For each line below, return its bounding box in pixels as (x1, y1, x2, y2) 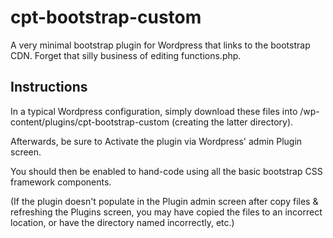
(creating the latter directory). (171, 116, 294, 128)
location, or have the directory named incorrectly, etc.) (10, 216, 235, 228)
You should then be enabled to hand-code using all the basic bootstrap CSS (10, 165, 323, 177)
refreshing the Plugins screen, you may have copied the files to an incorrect (10, 206, 323, 218)
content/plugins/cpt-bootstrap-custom (10, 116, 170, 128)
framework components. (10, 176, 112, 188)
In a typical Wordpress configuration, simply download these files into (10, 105, 298, 117)
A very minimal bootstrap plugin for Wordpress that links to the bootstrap (10, 39, 311, 51)
